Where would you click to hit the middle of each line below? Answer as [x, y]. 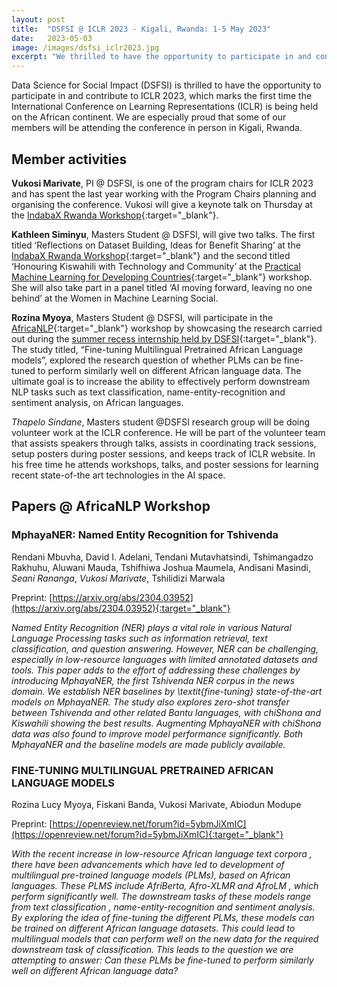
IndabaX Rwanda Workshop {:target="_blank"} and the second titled [151, 255]
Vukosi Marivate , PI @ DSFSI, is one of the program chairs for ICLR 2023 [162, 183]
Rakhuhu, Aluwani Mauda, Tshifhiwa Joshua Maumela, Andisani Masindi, [161, 567]
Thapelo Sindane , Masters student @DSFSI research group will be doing [161, 422]
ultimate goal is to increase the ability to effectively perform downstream [161, 381]
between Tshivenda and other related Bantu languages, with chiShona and [166, 712]
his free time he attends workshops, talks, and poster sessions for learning [165, 464]
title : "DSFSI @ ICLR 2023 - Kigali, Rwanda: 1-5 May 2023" [141, 29]
